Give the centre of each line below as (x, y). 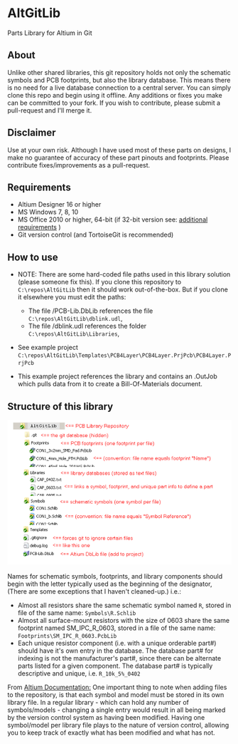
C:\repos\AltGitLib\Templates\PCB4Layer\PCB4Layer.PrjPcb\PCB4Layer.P (124, 356)
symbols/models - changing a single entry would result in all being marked (117, 710)
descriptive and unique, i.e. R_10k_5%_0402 (79, 673)
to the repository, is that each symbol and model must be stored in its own (116, 694)
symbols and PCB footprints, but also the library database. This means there (119, 80)
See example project (48, 348)
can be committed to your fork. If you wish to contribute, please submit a (114, 103)
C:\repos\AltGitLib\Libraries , (74, 334)
